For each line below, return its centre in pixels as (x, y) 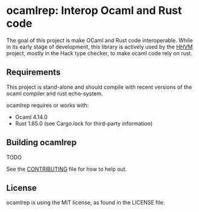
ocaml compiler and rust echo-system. (55, 93)
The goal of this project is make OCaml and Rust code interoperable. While (99, 40)
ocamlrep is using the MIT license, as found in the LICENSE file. (86, 203)
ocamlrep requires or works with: (48, 105)
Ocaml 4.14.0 (31, 117)
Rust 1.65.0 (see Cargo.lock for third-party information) (84, 123)
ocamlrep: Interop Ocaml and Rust (94, 11)
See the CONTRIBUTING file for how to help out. (67, 169)
